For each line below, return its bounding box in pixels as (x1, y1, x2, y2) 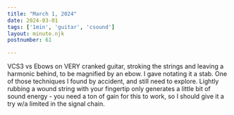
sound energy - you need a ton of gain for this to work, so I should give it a (7, 92, 224, 101)
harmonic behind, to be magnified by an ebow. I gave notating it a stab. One (7, 70, 228, 78)
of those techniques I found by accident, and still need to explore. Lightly (7, 77, 219, 85)
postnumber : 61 (7, 37, 52, 44)
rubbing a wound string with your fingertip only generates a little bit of (7, 85, 211, 93)
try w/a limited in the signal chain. (7, 99, 105, 108)
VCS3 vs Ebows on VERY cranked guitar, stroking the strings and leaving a (7, 62, 224, 71)
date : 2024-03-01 (7, 17, 58, 24)
